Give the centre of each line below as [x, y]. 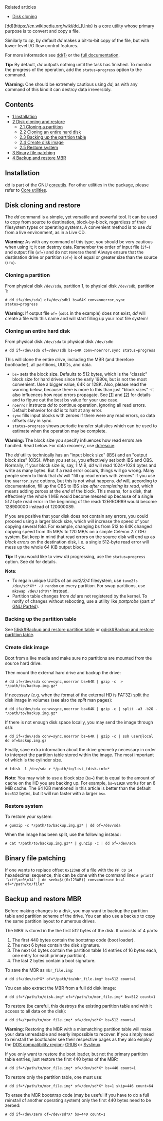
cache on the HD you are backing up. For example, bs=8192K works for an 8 [80, 783]
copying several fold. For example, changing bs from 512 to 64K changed [79, 526]
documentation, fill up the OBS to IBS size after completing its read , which [79, 486]
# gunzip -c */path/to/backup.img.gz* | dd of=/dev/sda [63, 825]
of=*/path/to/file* [25, 884]
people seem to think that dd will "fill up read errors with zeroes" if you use [80, 476]
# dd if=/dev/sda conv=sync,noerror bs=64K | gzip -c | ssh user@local [79, 736]
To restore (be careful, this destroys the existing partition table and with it [79, 1006]
